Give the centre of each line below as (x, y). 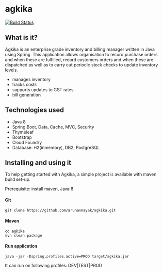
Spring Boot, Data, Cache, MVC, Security (53, 127)
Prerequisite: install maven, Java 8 (39, 189)
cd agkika (15, 231)
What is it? (21, 38)
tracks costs (24, 84)
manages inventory (31, 79)
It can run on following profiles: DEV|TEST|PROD (54, 265)
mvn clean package (24, 235)
